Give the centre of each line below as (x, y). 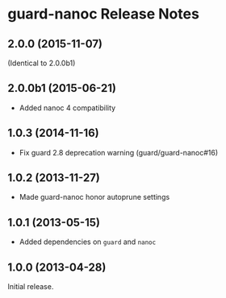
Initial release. (31, 287)
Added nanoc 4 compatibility (67, 108)
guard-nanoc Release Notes (103, 14)
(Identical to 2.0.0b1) (42, 63)
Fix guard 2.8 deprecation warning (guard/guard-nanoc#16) (119, 152)
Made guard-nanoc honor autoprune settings (94, 197)
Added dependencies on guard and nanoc (88, 242)
